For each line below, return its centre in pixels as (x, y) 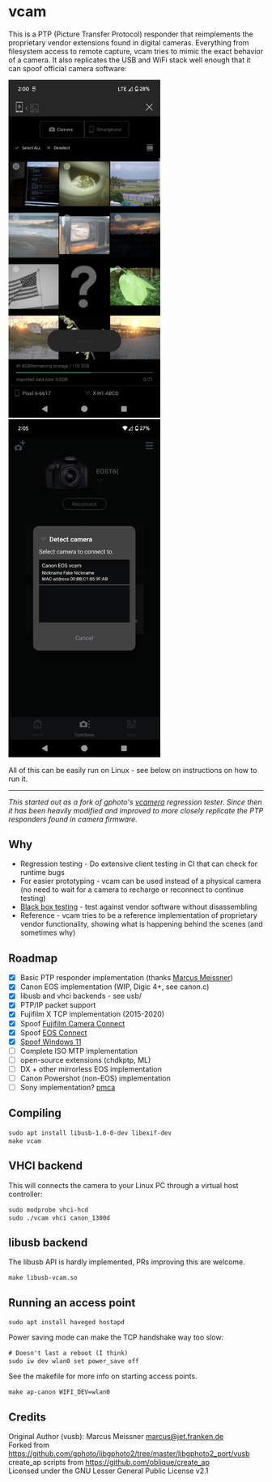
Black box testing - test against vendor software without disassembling (138, 907)
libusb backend (48, 1243)
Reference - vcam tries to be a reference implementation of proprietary (138, 915)
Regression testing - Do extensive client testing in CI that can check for (138, 864)
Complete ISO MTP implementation (79, 1051)
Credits (28, 1417)
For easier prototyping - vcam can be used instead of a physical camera (140, 881)
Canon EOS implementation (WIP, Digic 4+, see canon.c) (115, 987)
